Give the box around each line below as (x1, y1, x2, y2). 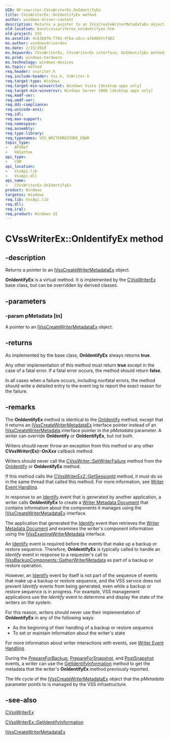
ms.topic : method (5, 64, 42, 69)
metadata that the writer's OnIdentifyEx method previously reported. (5, 666, 150, 672)
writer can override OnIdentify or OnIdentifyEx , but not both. (5, 433, 134, 439)
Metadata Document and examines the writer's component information (5, 525, 154, 532)
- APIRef (5, 145, 28, 150)
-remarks (5, 403, 36, 412)
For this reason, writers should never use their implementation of (5, 609, 141, 615)
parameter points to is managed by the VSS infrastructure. (5, 681, 127, 687)
